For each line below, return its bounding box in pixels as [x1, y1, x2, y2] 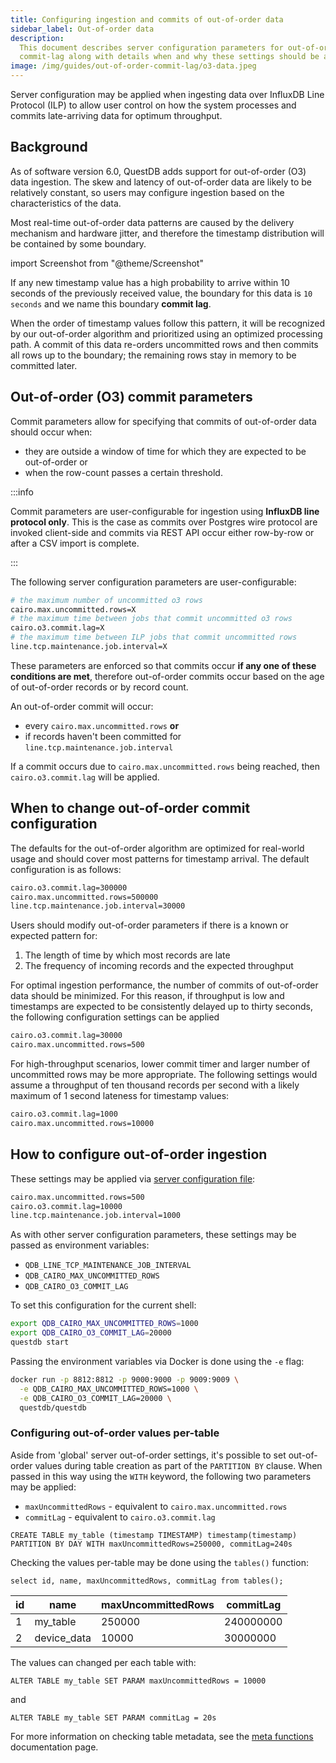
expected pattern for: [10, 930, 98, 942]
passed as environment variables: [10, 1239, 150, 1251]
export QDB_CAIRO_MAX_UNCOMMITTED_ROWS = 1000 [10, 1319, 199, 1329]
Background [10, 139, 88, 156]
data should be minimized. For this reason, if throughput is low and [10, 990, 285, 1002]
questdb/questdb [19, 1402, 87, 1413]
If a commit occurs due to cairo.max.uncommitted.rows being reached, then [10, 760, 320, 772]
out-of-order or [24, 456, 88, 468]
